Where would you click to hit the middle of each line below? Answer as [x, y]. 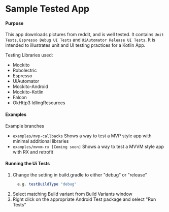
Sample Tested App [47, 9]
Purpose [14, 23]
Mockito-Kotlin [28, 92]
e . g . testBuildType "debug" [47, 184]
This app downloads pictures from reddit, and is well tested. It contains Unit [84, 35]
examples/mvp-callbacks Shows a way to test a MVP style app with [82, 136]
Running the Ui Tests [28, 164]
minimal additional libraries [41, 141]
